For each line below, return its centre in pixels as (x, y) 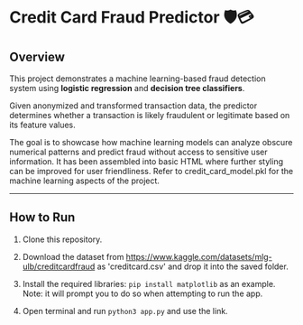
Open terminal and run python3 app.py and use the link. (125, 311)
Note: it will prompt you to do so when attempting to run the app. (142, 293)
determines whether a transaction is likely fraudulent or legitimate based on (150, 115)
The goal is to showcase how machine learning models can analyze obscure (151, 142)
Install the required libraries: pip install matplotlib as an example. (149, 283)
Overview (37, 56)
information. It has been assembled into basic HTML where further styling (147, 162)
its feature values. (43, 125)
